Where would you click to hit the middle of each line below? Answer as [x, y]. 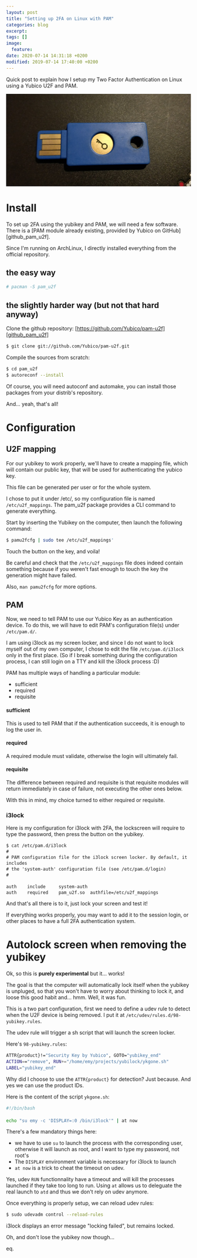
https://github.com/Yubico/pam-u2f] [121, 329]
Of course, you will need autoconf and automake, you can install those [91, 386]
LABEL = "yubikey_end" [31, 1068]
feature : [22, 50]
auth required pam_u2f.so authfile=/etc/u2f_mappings [82, 893]
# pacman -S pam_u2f [31, 287]
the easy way [31, 273]
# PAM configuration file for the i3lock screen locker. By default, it [97, 858]
